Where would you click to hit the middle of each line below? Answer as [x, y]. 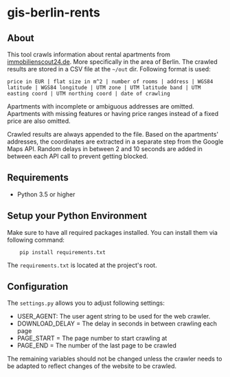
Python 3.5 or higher [46, 194]
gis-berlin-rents [54, 13]
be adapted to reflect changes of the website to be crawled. [92, 366]
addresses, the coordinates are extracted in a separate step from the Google [115, 141]
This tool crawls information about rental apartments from [89, 54]
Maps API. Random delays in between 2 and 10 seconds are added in [105, 149]
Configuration [38, 287]
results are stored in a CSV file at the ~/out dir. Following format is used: [109, 69]
